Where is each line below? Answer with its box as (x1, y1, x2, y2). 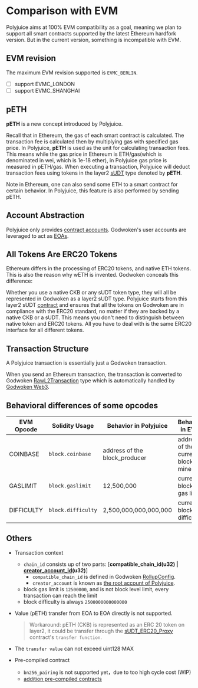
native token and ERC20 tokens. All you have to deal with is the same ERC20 (6, 320, 192, 327)
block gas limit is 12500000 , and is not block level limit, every (23, 585, 169, 592)
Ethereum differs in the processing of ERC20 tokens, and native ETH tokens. (6, 265, 192, 272)
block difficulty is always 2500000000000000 (23, 598, 128, 605)
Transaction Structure (6, 343, 89, 353)
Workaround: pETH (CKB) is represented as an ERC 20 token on (29, 621, 184, 628)
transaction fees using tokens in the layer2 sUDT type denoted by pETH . (6, 169, 182, 176)
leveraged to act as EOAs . (6, 232, 69, 240)
